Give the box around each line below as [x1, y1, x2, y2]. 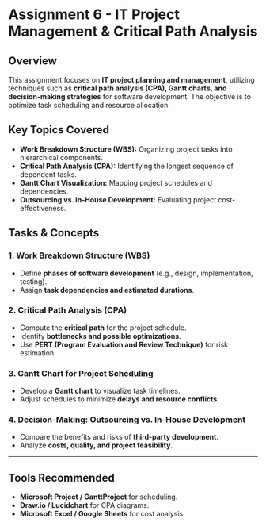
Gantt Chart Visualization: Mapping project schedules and [19, 178, 212, 187]
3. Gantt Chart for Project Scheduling [8, 367, 154, 378]
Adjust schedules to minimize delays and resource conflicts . [19, 394, 219, 404]
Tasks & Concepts [8, 226, 100, 240]
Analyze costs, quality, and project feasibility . [19, 440, 173, 450]
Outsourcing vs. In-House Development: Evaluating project [19, 194, 216, 204]
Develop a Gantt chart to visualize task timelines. [19, 386, 180, 396]
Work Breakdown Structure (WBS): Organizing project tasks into [19, 144, 233, 154]
